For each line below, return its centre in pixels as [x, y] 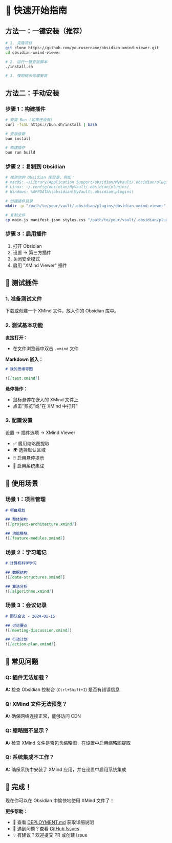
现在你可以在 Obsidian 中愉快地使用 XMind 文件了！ [60, 800]
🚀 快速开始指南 [36, 10]
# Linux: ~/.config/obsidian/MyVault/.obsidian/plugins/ [67, 187]
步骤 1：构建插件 [26, 109]
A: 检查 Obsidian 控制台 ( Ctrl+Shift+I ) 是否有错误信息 [63, 689]
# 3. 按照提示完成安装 [26, 76]
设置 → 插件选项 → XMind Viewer [40, 433]
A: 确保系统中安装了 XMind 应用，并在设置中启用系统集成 [66, 769]
